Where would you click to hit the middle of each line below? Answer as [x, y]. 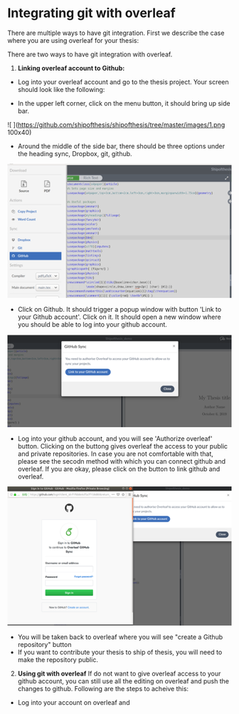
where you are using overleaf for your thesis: [73, 40]
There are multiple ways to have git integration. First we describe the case [116, 33]
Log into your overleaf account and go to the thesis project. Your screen [123, 82]
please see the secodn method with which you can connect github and [122, 461]
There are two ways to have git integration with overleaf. [90, 54]
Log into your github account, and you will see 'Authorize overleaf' [115, 439]
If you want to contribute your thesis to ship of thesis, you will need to [120, 652]
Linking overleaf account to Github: [71, 68]
